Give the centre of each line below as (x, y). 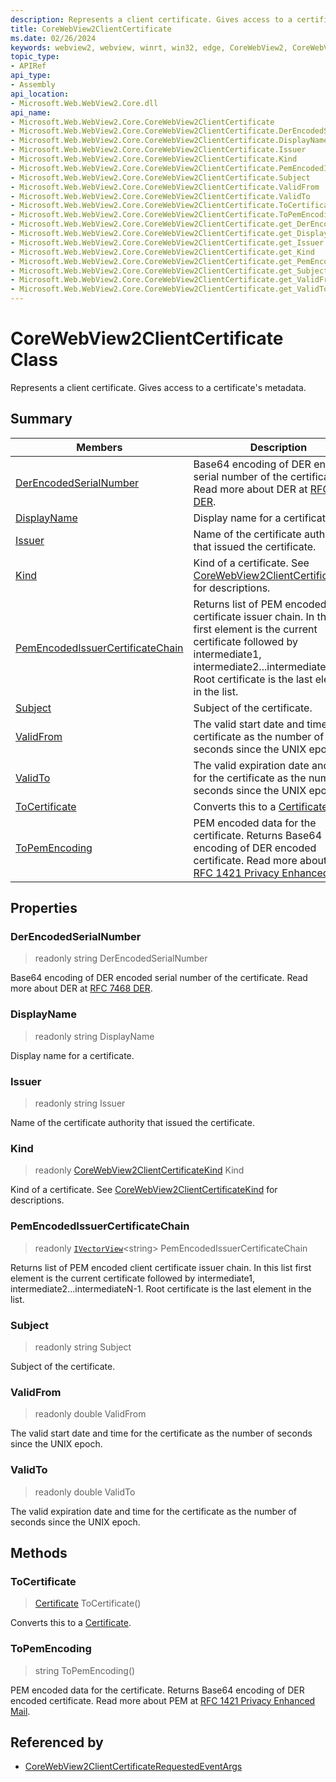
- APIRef (28, 66)
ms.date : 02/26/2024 (53, 38)
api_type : (31, 76)
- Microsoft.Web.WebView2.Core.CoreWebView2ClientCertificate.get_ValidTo (169, 289)
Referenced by (57, 1742)
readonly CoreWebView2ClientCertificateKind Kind (139, 1170)
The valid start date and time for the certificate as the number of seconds (161, 1433)
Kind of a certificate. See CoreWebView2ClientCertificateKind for (144, 1190)
